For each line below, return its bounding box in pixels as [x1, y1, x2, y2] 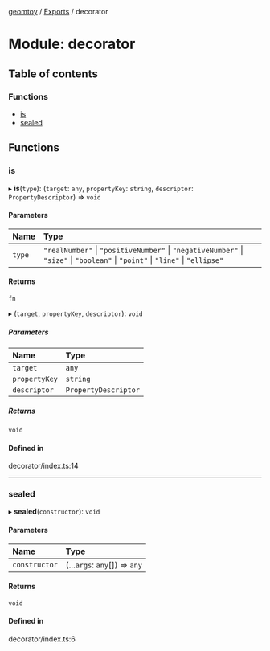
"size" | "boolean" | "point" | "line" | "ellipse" [43, 254, 224, 265]
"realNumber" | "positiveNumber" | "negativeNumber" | [43, 244, 243, 256]
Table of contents [8, 67, 98, 80]
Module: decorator [8, 35, 136, 53]
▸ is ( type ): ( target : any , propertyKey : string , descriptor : [8, 183, 194, 193]
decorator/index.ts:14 [8, 461, 79, 471]
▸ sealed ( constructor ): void [8, 506, 100, 517]
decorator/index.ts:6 [8, 634, 76, 644]
